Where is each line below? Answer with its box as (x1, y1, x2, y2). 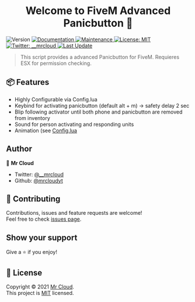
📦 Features (6, 77, 50, 87)
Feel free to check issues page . (6, 215, 82, 223)
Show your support (6, 232, 78, 242)
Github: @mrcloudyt (14, 177, 63, 184)
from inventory (14, 114, 51, 121)
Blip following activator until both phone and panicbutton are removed (14, 108, 183, 115)
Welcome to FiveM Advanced (25, 4, 171, 18)
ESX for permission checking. (20, 60, 92, 67)
